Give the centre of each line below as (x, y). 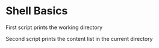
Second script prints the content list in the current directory (79, 39)
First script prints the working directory (54, 27)
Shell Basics (37, 11)
